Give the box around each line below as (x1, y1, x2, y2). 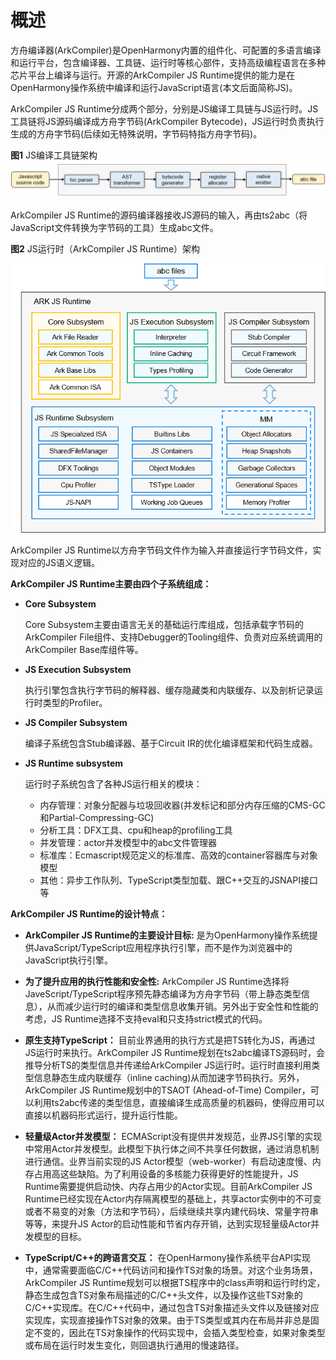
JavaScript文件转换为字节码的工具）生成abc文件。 (10, 222, 219, 233)
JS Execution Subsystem (24, 663, 132, 675)
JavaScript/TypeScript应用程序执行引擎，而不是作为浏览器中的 (33, 941, 293, 953)
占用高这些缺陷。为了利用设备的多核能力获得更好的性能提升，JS (33, 1167, 299, 1180)
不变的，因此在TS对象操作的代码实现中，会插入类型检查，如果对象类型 (33, 1326, 326, 1338)
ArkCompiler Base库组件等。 (24, 643, 144, 655)
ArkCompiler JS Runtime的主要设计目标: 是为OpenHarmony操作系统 (24, 929, 310, 941)
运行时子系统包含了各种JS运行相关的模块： (24, 777, 203, 790)
